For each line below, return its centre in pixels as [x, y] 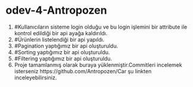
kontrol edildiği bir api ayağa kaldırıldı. [61, 33]
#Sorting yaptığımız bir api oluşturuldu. [62, 52]
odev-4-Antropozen [56, 10]
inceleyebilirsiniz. [36, 77]
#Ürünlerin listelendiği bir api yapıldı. [59, 39]
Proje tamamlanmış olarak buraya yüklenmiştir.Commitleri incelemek [98, 65]
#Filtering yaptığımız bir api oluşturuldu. [63, 58]
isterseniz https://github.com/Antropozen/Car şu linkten [83, 71]
